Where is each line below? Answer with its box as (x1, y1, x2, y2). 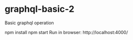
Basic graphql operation (4, 20, 54, 26)
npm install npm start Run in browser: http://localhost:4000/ (4, 29, 128, 35)
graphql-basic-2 (4, 3, 74, 15)
